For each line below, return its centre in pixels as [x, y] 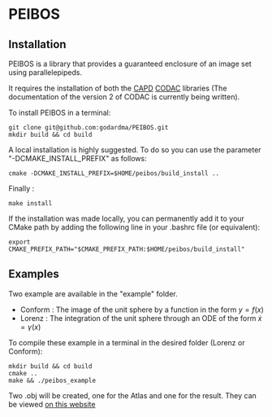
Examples [34, 274]
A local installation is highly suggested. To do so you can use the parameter [135, 150]
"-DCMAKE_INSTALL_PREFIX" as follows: [78, 158]
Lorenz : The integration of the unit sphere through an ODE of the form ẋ [141, 318]
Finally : [22, 189]
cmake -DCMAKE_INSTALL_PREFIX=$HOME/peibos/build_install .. [114, 173]
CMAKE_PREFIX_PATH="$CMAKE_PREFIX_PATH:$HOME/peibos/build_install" [127, 249]
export [19, 242]
